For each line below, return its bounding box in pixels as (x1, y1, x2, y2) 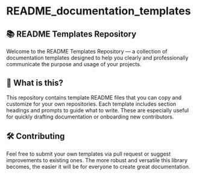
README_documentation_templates (6, 4, 191, 18)
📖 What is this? (6, 78, 63, 88)
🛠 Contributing (6, 131, 65, 142)
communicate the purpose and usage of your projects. (6, 61, 142, 67)
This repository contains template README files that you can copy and (6, 94, 182, 101)
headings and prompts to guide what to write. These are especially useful (6, 106, 189, 114)
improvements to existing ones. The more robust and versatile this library (6, 156, 188, 163)
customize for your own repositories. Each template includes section (6, 100, 177, 108)
